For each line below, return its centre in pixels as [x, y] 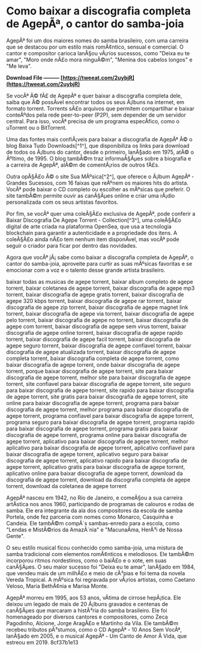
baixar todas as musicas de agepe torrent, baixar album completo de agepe [100, 281]
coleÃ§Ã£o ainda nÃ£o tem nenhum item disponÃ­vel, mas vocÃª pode [93, 239]
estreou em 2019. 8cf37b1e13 [42, 642]
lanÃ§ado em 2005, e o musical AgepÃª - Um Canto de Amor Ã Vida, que [97, 636]
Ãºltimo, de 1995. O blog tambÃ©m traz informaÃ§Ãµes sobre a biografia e [99, 158]
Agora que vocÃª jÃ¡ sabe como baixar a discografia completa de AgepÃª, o [100, 257]
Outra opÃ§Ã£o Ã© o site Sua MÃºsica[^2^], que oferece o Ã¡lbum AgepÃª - [100, 176]
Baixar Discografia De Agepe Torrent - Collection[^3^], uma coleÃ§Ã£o [94, 220]
